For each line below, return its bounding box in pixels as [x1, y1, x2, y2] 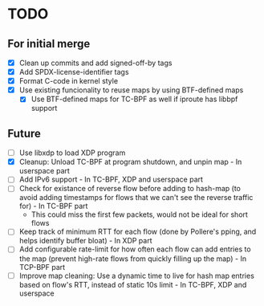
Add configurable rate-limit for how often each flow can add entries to [18, 244, 251, 254]
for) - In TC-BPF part [18, 202, 88, 211]
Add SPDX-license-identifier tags [18, 67, 129, 77]
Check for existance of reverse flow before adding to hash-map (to [18, 184, 242, 194]
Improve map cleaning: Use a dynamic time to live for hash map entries [18, 271, 254, 280]
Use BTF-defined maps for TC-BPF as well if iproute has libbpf [30, 94, 238, 104]
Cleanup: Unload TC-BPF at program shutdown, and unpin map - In [18, 157, 242, 167]
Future [7, 126, 42, 141]
